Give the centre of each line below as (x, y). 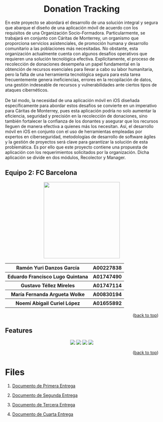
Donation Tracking (82, 9)
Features (19, 331)
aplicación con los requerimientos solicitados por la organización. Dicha (77, 152)
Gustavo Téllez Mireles (48, 285)
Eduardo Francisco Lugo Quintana (48, 276)
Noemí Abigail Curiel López (48, 303)
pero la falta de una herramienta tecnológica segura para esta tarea (73, 74)
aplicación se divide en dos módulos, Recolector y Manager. (65, 157)
